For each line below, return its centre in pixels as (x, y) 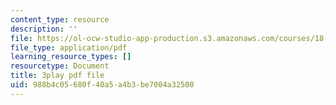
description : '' (44, 29)
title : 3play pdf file (57, 76)
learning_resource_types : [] (71, 57)
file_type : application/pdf (69, 47)
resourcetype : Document (60, 66)
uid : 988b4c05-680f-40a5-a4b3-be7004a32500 (102, 85)
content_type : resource (60, 19)
